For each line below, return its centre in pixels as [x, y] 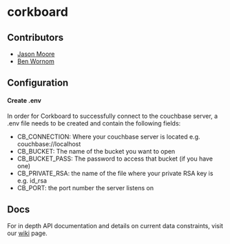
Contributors [35, 38]
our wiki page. [28, 233]
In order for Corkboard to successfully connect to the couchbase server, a [113, 116]
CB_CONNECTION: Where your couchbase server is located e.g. [108, 136]
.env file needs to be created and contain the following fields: [94, 123]
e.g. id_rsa [32, 181]
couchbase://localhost [49, 144]
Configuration [38, 83]
